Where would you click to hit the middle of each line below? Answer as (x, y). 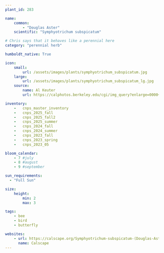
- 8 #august (26, 162)
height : (21, 193)
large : (20, 77)
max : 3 (29, 203)
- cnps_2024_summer (36, 131)
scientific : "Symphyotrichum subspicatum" (58, 32)
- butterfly (26, 225)
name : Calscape (33, 243)
